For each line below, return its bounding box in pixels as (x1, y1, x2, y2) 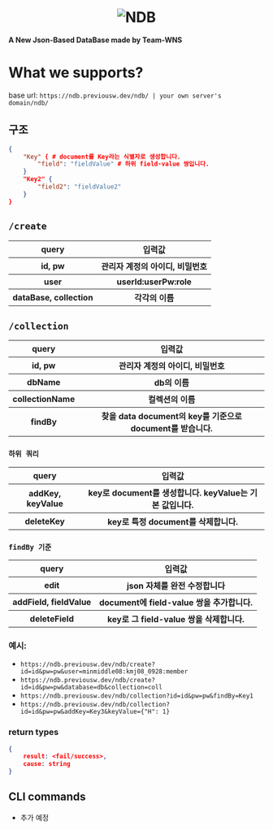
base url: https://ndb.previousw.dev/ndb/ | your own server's (8, 90, 222, 100)
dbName (27, 377, 61, 388)
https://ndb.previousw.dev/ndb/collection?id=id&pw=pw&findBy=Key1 (19, 692, 253, 700)
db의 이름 (154, 378, 189, 389)
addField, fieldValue (12, 596, 92, 607)
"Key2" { (23, 175, 53, 184)
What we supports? (8, 63, 144, 82)
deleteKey (24, 516, 65, 527)
